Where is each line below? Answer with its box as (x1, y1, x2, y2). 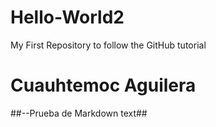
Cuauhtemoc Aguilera (10, 74, 197, 97)
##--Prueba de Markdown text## (10, 107, 148, 119)
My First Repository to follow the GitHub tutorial (10, 39, 207, 51)
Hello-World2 (10, 6, 125, 29)
